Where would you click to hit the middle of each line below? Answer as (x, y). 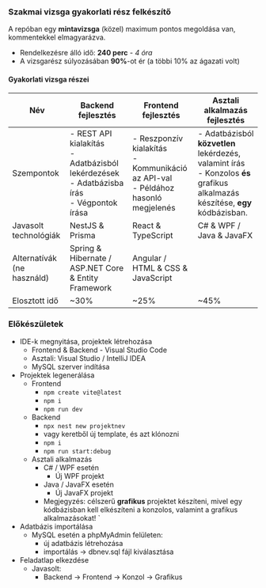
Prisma (83, 235)
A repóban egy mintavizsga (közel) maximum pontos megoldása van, (122, 29)
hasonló (147, 198)
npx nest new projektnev (84, 426)
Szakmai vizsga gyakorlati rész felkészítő (90, 12)
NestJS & (87, 226)
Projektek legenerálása (57, 375)
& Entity (84, 278)
